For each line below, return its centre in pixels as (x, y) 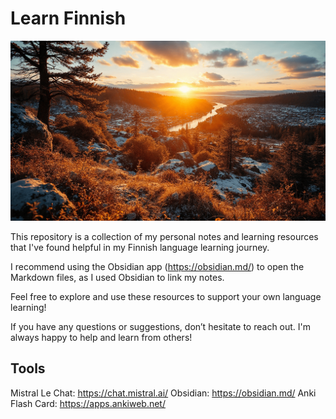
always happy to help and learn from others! (101, 337)
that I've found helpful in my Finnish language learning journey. (140, 247)
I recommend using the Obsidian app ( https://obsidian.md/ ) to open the (157, 266)
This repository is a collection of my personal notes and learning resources (164, 236)
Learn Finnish (68, 18)
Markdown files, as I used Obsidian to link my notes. (117, 277)
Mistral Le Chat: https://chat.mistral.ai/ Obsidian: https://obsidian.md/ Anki (163, 393)
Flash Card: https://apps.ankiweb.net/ (88, 403)
